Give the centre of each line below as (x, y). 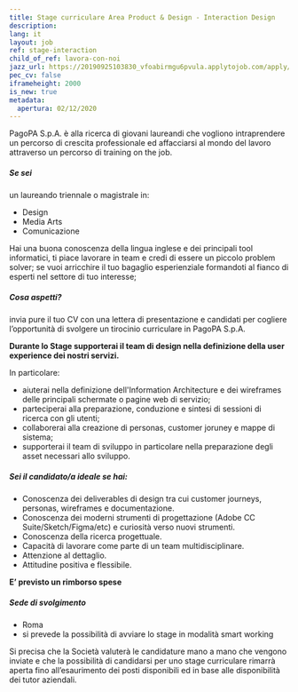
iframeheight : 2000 (45, 84)
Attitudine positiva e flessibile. (77, 565)
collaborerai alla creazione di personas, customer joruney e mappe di (149, 428)
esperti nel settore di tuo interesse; (73, 277)
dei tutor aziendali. (43, 680)
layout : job (31, 42)
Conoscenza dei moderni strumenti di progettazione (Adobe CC (138, 518)
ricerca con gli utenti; (61, 418)
